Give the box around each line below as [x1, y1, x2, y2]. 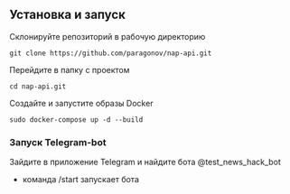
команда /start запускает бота [22, 174, 140, 185]
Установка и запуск [9, 7, 126, 23]
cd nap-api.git [9, 81, 67, 91]
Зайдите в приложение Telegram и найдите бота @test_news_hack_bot [9, 157, 282, 168]
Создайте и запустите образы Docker [9, 97, 154, 108]
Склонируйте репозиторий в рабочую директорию [9, 31, 206, 42]
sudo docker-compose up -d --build [9, 115, 144, 125]
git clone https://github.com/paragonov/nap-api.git [9, 49, 212, 58]
